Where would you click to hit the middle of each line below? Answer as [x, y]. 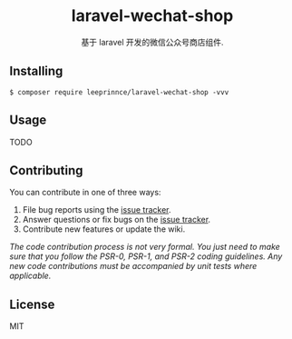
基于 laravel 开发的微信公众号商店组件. [152, 42]
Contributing [46, 170]
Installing [36, 71]
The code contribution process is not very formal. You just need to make [145, 247]
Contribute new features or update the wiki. [104, 229]
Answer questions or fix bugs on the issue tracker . [117, 220]
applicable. [30, 276]
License [32, 304]
